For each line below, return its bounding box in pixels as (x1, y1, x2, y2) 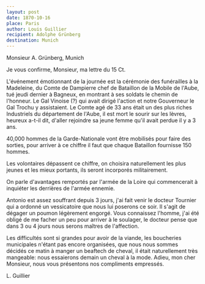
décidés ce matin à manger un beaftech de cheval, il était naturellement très (6, 247, 198, 254)
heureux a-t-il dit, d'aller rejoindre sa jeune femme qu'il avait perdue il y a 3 (6, 117, 196, 124)
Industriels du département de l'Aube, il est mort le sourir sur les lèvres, (6, 111, 187, 117)
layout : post (6, 9, 40, 15)
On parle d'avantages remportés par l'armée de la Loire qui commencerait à (6, 178, 198, 185)
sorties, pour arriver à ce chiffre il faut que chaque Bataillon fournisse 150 (6, 142, 192, 148)
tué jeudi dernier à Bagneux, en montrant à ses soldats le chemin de (6, 91, 179, 98)
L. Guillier (6, 272, 31, 279)
